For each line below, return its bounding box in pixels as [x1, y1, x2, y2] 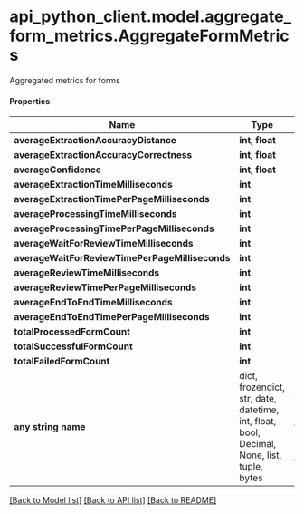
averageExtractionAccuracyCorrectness [14, 149, 193, 161]
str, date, [239, 393, 278, 405]
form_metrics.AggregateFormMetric [9, 25, 290, 46]
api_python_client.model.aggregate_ [9, 6, 292, 27]
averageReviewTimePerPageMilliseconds [14, 281, 197, 294]
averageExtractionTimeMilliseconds [14, 179, 174, 191]
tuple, [239, 461, 264, 473]
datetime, [239, 403, 280, 416]
